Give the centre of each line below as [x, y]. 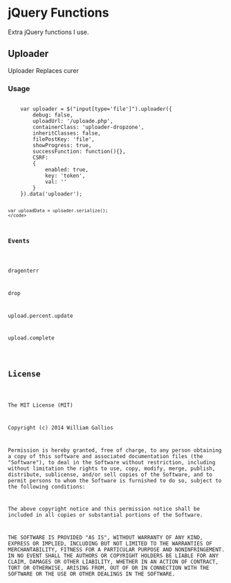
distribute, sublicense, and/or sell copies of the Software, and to [110, 474]
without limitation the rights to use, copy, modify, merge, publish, [112, 468]
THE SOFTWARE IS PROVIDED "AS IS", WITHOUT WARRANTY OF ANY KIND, [105, 538]
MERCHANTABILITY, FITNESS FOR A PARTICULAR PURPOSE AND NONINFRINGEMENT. [117, 550]
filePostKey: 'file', [64, 140]
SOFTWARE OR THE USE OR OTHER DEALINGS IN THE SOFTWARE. [92, 574]
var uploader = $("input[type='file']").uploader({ [96, 109]
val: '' [56, 182]
